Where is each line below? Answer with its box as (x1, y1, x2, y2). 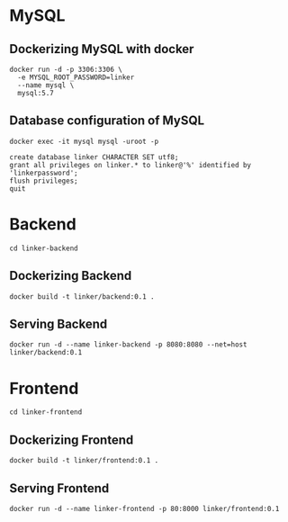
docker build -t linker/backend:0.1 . (9, 292, 155, 301)
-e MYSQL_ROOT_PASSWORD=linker (17, 73, 135, 82)
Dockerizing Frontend (9, 432, 134, 447)
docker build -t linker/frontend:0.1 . (9, 456, 159, 465)
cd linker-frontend (9, 408, 83, 417)
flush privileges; (9, 176, 78, 185)
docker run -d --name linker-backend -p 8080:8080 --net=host (9, 340, 247, 349)
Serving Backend (9, 316, 108, 331)
